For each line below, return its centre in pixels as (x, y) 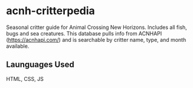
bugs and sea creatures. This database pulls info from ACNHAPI (84, 33)
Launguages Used (40, 65)
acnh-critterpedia (51, 11)
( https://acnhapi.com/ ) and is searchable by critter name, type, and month (96, 40)
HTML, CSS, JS (25, 79)
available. (18, 46)
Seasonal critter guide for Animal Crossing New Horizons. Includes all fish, (97, 27)
